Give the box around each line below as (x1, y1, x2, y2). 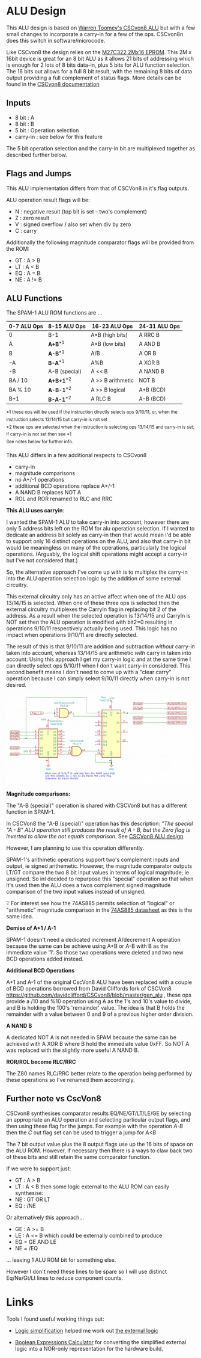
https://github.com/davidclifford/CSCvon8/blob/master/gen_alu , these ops (6, 991, 192, 998)
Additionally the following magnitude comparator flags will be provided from (6, 239, 194, 246)
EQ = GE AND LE (14, 1238, 57, 1246)
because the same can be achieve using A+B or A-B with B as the (6, 942, 169, 950)
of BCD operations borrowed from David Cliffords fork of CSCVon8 (6, 985, 172, 992)
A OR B (139, 349, 157, 357)
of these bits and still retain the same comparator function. (6, 1153, 151, 1160)
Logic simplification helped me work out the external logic (14, 1327, 158, 1334)
